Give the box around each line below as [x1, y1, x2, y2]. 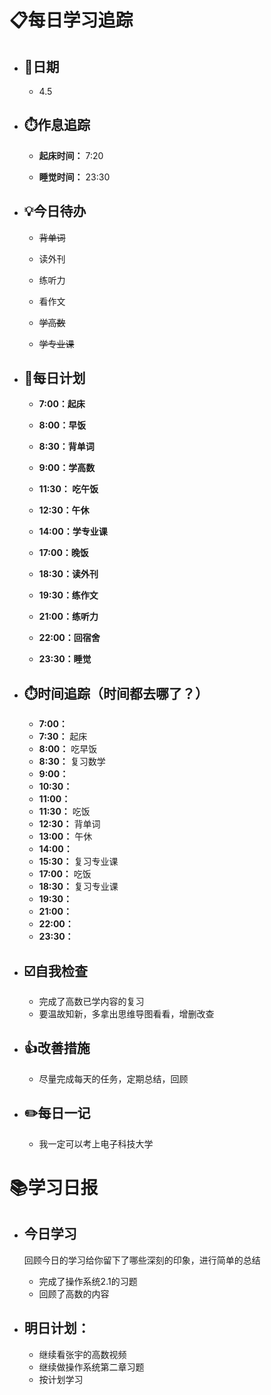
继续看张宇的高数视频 [38, 1348, 127, 1360]
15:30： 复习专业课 [38, 856, 119, 868]
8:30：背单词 [38, 441, 95, 453]
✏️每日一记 [23, 1105, 91, 1122]
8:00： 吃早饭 [38, 743, 98, 755]
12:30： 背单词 [38, 818, 101, 830]
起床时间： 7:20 [38, 149, 104, 161]
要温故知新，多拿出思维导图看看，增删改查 [38, 1008, 215, 1020]
